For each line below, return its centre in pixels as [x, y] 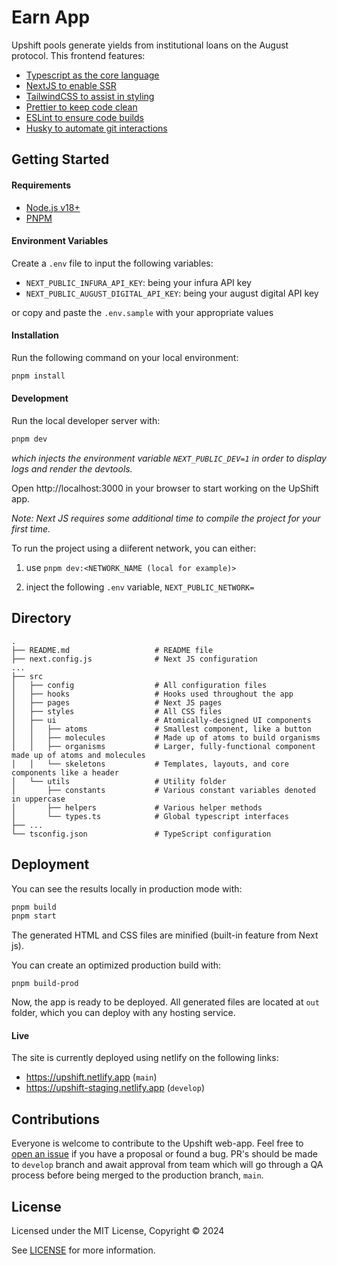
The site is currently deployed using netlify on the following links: [145, 1058]
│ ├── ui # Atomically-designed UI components [161, 720]
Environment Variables [60, 241]
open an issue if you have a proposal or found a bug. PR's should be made [164, 1154]
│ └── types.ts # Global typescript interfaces [150, 816]
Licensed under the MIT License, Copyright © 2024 [118, 1231]
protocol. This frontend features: [78, 55]
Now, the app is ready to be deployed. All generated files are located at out [165, 1002]
